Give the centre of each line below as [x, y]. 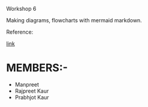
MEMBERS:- [37, 68]
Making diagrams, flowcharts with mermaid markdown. [74, 20]
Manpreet [27, 84]
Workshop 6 [21, 9]
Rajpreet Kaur [32, 91]
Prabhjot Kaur [32, 97]
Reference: [20, 32]
